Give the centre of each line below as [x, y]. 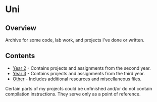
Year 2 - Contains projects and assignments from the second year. [82, 68]
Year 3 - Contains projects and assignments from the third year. [79, 73]
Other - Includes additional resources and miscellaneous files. [77, 79]
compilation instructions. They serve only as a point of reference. [73, 94]
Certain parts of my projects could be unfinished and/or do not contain [79, 88]
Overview [21, 28]
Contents [20, 56]
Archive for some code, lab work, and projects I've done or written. [75, 40]
